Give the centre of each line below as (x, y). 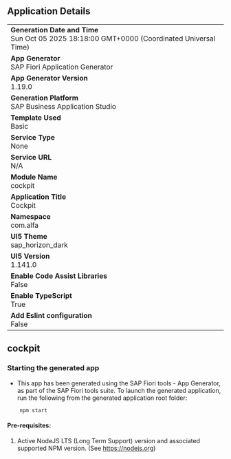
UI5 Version (30, 256)
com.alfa (25, 225)
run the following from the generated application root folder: (102, 398)
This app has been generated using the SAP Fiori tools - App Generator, (119, 383)
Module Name (34, 177)
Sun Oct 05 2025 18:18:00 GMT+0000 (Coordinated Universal (113, 39)
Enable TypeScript (41, 295)
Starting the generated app (53, 368)
